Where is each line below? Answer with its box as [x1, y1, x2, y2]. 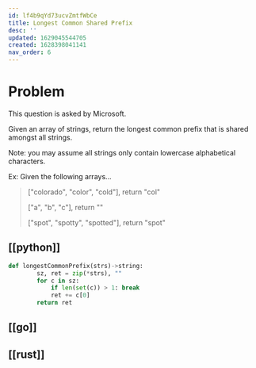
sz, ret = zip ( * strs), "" [36, 269, 123, 278]
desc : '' [8, 26, 37, 34]
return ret [36, 299, 73, 307]
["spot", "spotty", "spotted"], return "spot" [27, 217, 166, 227]
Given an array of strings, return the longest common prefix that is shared [8, 124, 249, 133]
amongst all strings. [8, 132, 73, 142]
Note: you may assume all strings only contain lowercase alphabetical [8, 148, 236, 157]
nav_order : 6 [8, 48, 52, 56]
